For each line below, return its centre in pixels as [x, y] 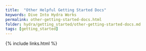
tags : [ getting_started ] [32, 29]
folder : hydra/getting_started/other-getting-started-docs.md [73, 24]
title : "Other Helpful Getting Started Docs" [56, 10]
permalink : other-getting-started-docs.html [54, 19]
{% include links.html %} [31, 43]
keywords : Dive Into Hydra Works [41, 15]
